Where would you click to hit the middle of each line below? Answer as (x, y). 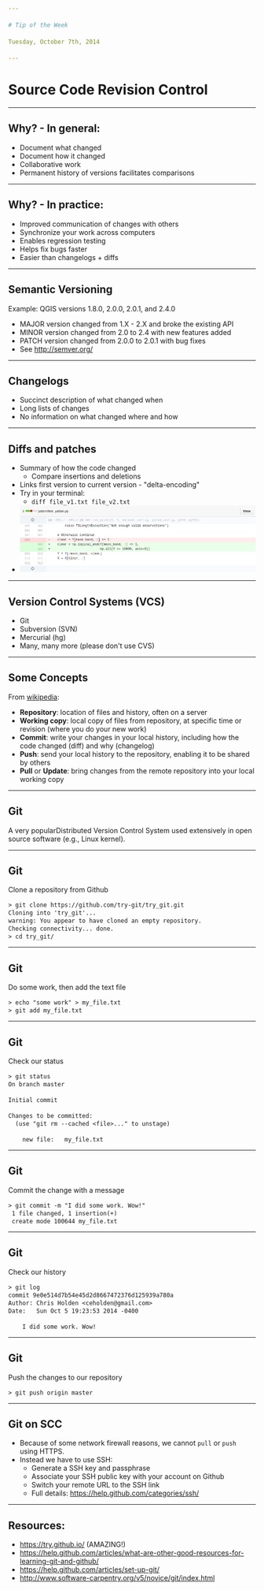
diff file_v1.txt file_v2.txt (81, 502)
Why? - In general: (54, 129)
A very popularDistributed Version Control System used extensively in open (130, 830)
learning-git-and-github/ (59, 1562)
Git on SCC (35, 1424)
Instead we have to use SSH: (66, 1460)
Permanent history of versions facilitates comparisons (107, 173)
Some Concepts (48, 678)
